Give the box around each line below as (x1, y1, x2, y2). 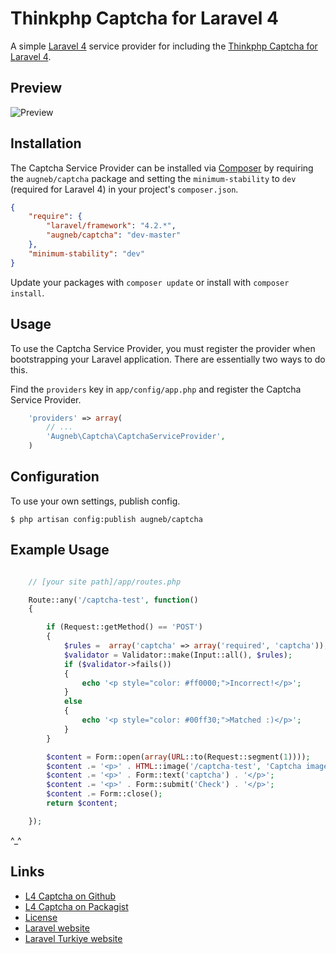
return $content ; (46, 798, 118, 808)
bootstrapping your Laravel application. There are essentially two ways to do (10, 353, 326, 365)
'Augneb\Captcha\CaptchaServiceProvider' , (46, 432, 226, 442)
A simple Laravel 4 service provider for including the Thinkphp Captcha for (10, 40, 318, 52)
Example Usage (10, 542, 110, 559)
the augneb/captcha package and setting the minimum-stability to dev (10, 172, 297, 184)
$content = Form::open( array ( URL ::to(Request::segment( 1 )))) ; (46, 752, 311, 762)
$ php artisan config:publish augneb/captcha (10, 514, 203, 524)
